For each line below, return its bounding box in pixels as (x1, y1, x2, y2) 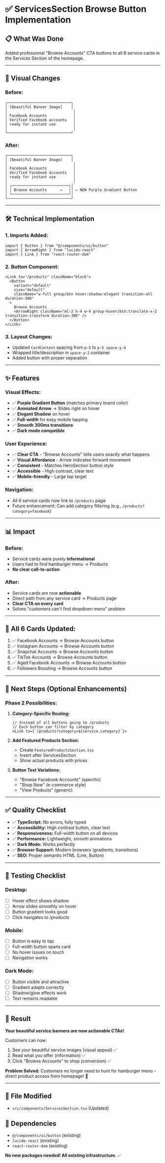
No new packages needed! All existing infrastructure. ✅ (5, 1153, 122, 1159)
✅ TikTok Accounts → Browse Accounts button (12, 654, 108, 660)
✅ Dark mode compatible (12, 428, 65, 434)
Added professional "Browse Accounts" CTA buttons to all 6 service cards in (5, 50, 160, 56)
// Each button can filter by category (12, 725, 94, 729)
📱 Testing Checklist (5, 872, 66, 880)
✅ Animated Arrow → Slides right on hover (12, 405, 100, 411)
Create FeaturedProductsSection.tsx (19, 747, 94, 753)
